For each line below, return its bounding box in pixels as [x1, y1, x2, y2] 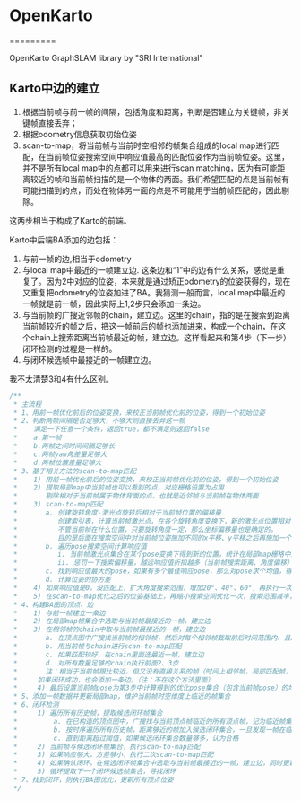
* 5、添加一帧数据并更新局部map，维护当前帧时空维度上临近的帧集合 [13, 692, 231, 701]
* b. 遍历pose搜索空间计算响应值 [13, 541, 148, 550]
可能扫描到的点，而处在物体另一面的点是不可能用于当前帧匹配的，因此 [21, 185, 282, 196]
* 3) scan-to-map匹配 [13, 500, 103, 509]
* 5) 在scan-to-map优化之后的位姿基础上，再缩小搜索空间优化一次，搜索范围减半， [13, 592, 297, 601]
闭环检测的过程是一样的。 [21, 343, 117, 354]
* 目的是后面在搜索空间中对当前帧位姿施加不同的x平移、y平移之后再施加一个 [13, 533, 293, 542]
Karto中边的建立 [9, 81, 100, 96]
